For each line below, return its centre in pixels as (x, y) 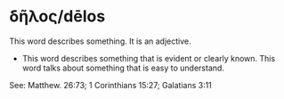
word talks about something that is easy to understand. (123, 68)
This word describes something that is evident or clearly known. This (149, 58)
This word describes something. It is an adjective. (100, 41)
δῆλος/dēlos (57, 16)
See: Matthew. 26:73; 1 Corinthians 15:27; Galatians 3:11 (110, 85)
